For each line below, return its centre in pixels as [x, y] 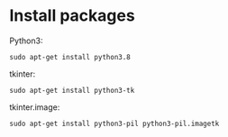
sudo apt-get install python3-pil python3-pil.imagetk [114, 123]
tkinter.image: [35, 107]
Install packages [72, 16]
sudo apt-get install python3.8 [70, 57]
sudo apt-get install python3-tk [72, 90]
